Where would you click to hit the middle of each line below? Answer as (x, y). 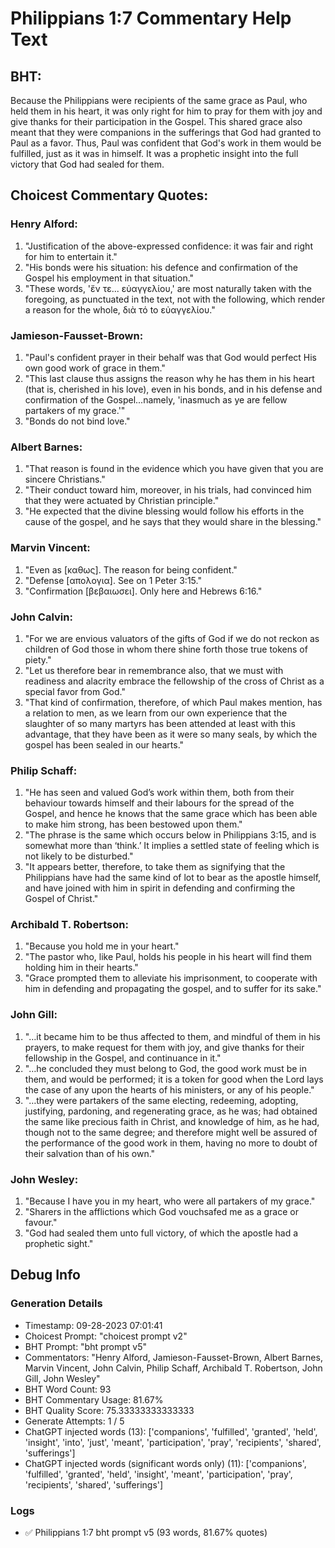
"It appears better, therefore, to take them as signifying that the (155, 867)
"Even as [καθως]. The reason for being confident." (131, 569)
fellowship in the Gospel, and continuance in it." (123, 1058)
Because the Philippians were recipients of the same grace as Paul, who (159, 100)
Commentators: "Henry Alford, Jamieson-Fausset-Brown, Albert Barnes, (173, 1357)
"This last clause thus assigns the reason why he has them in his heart (169, 378)
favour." (41, 1223)
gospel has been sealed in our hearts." (104, 744)
